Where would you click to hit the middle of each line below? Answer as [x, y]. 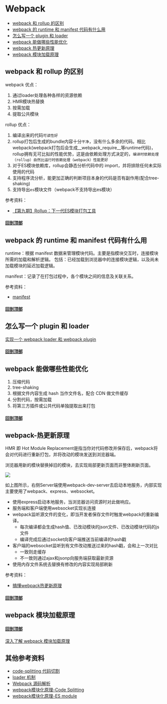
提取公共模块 [25, 114]
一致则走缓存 [33, 552]
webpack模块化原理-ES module [44, 696]
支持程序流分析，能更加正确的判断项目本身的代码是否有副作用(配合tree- [86, 178]
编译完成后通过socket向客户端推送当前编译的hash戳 [73, 539]
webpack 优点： [22, 84]
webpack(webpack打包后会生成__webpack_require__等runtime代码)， [84, 147]
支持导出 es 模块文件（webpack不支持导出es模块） [63, 189]
